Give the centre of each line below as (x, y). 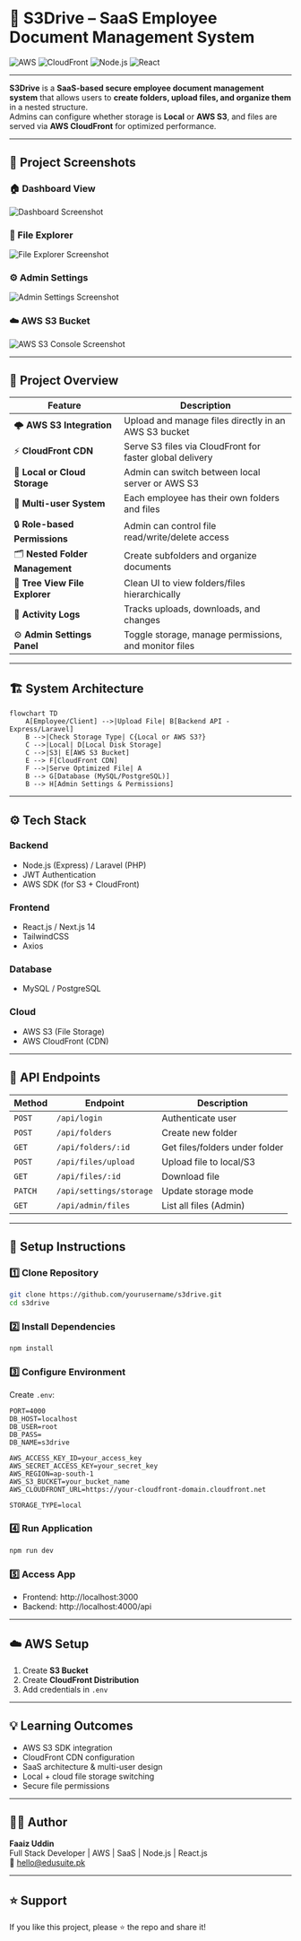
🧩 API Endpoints (55, 1078)
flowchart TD (34, 714)
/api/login (80, 1118)
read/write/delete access (177, 537)
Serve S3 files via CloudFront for (193, 446)
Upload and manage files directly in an (205, 420)
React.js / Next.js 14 (59, 927)
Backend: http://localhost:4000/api (87, 1606)
